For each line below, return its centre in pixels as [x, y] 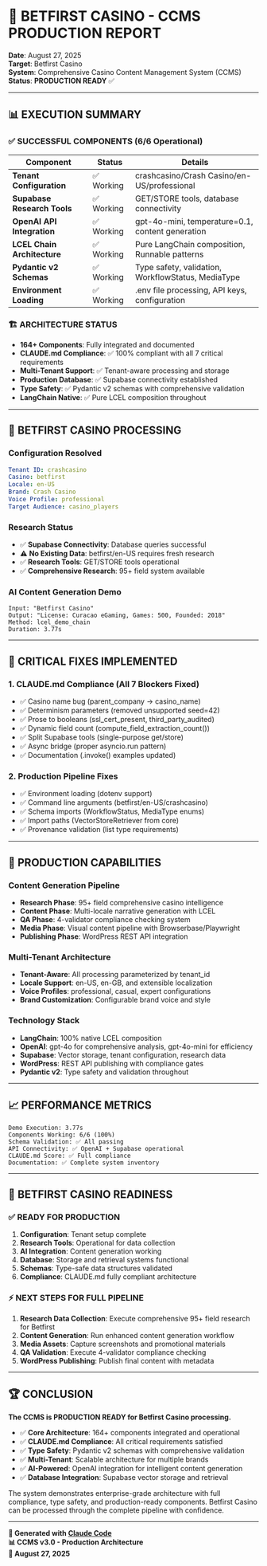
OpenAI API [35, 221]
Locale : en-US [32, 485]
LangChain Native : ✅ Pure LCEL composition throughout [113, 397]
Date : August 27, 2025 [45, 55]
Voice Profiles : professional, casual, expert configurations [115, 991]
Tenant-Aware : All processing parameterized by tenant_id [115, 975]
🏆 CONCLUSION [51, 1394]
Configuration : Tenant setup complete [83, 1234]
